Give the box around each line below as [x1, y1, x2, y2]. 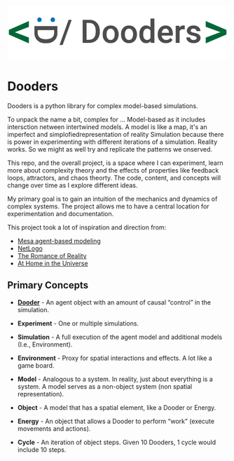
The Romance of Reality [17, 252, 87, 260]
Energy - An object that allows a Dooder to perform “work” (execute [17, 417, 215, 425]
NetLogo [17, 244, 43, 253]
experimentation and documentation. [7, 210, 114, 218]
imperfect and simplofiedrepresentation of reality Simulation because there [7, 131, 224, 139]
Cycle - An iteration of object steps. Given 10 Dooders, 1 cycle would [17, 438, 216, 446]
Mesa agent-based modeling [17, 237, 102, 246]
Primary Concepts [7, 279, 89, 291]
